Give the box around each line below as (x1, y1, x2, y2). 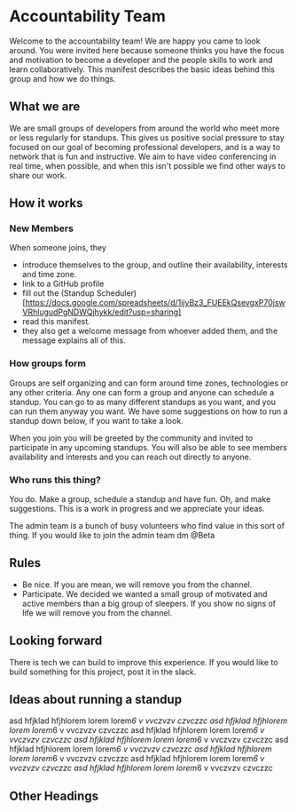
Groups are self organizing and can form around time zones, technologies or (9, 378, 289, 388)
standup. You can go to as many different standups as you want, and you (9, 396, 277, 407)
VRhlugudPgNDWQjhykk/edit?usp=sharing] (21, 306, 182, 317)
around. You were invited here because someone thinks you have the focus (9, 44, 285, 55)
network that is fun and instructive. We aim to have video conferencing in (9, 151, 277, 162)
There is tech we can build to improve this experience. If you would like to (9, 657, 278, 667)
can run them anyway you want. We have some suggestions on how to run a (9, 406, 288, 417)
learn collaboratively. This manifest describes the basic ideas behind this (9, 64, 275, 75)
